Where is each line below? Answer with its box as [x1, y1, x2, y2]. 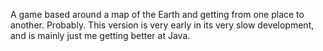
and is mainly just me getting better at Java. [10, 30, 191, 41]
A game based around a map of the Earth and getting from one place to [10, 9, 305, 20]
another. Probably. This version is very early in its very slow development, [10, 19, 315, 31]
